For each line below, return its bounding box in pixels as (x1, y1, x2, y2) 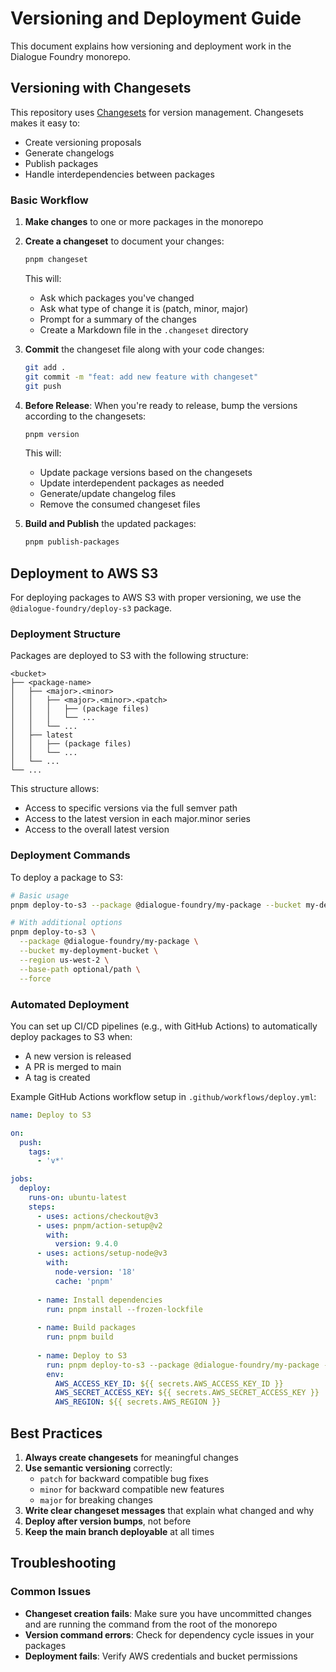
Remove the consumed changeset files (39, 498, 201, 511)
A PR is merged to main (24, 1060, 122, 1072)
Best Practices (10, 1425, 103, 1442)
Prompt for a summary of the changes (39, 313, 197, 325)
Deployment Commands (10, 848, 131, 862)
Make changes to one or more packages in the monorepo (24, 216, 264, 228)
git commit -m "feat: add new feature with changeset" (24, 372, 259, 382)
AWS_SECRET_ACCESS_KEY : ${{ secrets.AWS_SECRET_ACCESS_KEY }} (54, 1388, 320, 1398)
